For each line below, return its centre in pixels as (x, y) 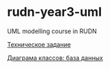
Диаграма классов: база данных (55, 58)
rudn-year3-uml (54, 12)
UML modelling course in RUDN (52, 31)
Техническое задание (39, 44)
